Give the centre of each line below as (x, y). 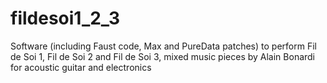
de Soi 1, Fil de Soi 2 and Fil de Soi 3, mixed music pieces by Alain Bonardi (163, 56)
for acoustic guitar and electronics (81, 67)
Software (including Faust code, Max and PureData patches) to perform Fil (163, 46)
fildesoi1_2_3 (65, 18)
